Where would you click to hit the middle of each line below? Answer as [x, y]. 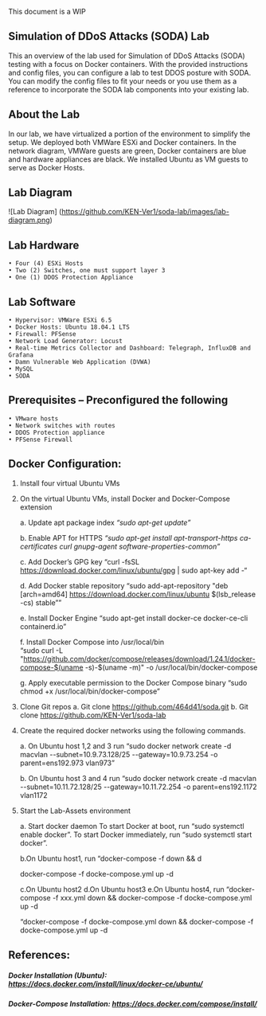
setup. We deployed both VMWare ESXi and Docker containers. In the [123, 142]
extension [36, 507]
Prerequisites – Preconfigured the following [118, 400]
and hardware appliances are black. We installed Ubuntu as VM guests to [128, 159]
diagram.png [29, 220]
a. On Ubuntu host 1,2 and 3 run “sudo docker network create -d [125, 746]
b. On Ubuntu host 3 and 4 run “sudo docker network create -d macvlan [138, 778]
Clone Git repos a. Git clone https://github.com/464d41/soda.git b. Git [134, 706]
